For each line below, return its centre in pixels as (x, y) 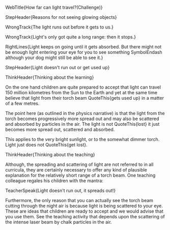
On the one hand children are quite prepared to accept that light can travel (83, 87)
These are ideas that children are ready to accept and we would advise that (84, 211)
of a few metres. (22, 103)
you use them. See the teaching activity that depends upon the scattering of (85, 217)
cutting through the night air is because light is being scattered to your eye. (84, 206)
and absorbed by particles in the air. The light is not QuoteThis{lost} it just (82, 124)
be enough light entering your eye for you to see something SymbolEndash (84, 52)
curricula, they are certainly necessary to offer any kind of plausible (76, 170)
